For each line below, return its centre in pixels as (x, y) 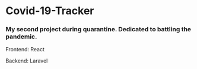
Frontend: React (25, 50)
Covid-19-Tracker (50, 11)
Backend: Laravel (27, 61)
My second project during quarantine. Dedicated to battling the (98, 29)
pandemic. (21, 37)
